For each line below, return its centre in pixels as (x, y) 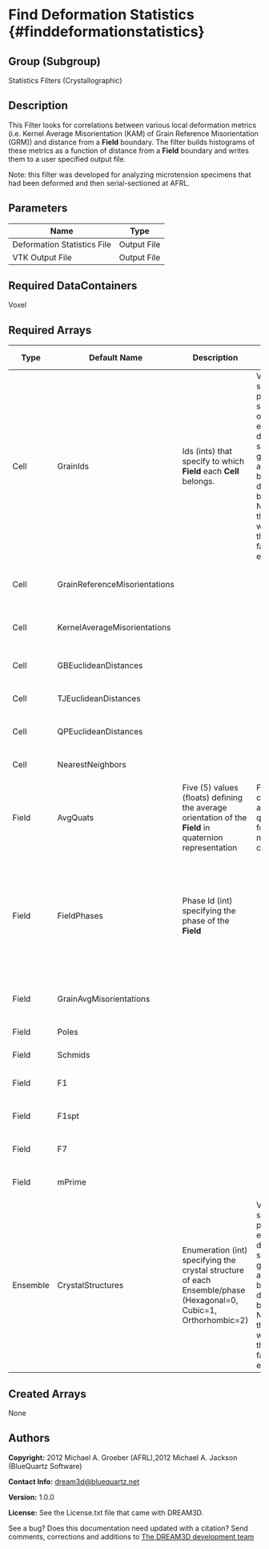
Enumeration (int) (215, 1250)
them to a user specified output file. (67, 159)
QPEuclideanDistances (100, 732)
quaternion (203, 838)
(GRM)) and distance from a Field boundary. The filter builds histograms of (132, 142)
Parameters (38, 209)
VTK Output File (42, 257)
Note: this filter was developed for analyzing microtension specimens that (130, 175)
